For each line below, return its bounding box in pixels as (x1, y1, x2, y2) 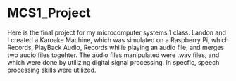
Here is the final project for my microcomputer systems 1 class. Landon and (7, 28, 227, 37)
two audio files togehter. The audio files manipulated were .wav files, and (7, 51, 220, 59)
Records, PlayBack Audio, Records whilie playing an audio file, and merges (7, 43, 224, 51)
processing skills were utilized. (7, 66, 97, 74)
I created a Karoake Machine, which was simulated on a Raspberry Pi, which (7, 35, 229, 44)
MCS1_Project (7, 5, 92, 21)
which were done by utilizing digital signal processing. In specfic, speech (7, 58, 220, 66)
